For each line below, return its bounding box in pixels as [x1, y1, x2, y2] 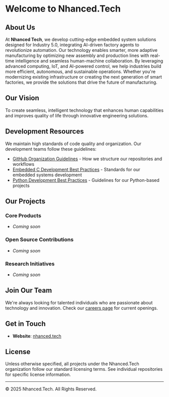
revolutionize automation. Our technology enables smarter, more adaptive [5, 47, 157, 53]
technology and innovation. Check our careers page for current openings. [5, 305, 158, 311]
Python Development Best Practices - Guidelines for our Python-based [12, 177, 160, 183]
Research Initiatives [5, 260, 55, 267]
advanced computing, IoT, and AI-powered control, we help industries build [5, 63, 161, 69]
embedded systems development [12, 172, 82, 178]
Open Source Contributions [5, 236, 74, 243]
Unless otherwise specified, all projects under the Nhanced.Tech [5, 361, 139, 367]
